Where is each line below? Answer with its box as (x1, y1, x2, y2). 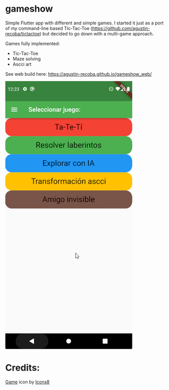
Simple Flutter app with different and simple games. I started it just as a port (5, 20, 164, 26)
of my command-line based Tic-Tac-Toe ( (5, 25, 92, 31)
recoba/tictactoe (5, 30, 40, 37)
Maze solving (12, 55, 41, 61)
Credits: (5, 362, 40, 374)
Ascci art (12, 61, 32, 67)
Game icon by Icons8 (5, 379, 50, 385)
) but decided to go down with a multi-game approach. (40, 30, 154, 37)
